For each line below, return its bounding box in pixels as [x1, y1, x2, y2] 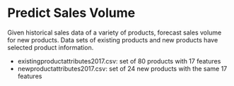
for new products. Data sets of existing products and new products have [7, 35, 218, 44]
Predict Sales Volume [7, 5, 136, 21]
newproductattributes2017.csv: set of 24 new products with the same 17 [17, 64, 228, 73]
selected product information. [7, 43, 94, 51]
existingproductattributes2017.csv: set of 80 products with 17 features [17, 56, 221, 65]
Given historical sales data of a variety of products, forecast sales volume [7, 28, 222, 37]
